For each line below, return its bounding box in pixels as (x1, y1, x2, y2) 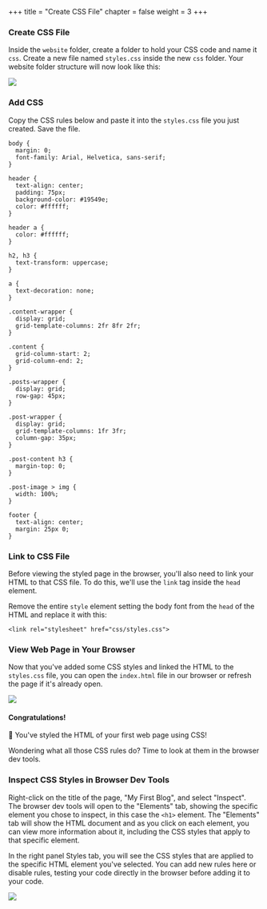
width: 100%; (15, 490, 59, 498)
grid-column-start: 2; (15, 349, 91, 358)
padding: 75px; (15, 188, 66, 196)
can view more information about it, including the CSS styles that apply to (8, 826, 250, 836)
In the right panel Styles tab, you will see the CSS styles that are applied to (8, 850, 254, 860)
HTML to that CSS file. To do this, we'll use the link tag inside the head (8, 577, 241, 587)
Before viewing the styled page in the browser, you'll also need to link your (8, 568, 254, 578)
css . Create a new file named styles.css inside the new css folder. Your (8, 54, 244, 63)
